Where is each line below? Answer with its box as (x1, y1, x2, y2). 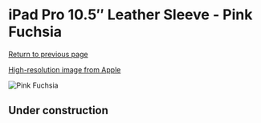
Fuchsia (8, 23, 63, 41)
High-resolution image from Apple (8, 64, 121, 74)
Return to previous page (8, 49, 88, 59)
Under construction (8, 104, 108, 117)
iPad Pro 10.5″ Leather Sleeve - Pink (8, 6, 253, 24)
